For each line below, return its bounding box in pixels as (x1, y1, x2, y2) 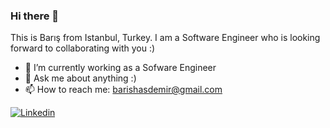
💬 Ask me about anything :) (24, 72, 137, 84)
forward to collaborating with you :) (10, 42, 156, 54)
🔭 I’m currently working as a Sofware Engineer (24, 62, 217, 74)
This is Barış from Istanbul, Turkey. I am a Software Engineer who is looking (10, 32, 321, 44)
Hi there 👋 (10, 9, 60, 23)
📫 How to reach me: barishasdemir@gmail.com (24, 84, 223, 96)
